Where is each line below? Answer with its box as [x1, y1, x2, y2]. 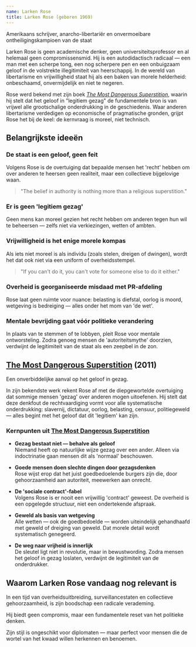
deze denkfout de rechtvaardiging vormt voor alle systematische [6, 400, 163, 407]
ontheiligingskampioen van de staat [6, 37, 92, 44]
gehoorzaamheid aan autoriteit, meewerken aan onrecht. [14, 477, 152, 484]
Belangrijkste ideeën [6, 133, 83, 143]
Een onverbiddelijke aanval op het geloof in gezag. [6, 375, 129, 383]
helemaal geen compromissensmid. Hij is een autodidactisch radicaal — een [6, 54, 191, 61]
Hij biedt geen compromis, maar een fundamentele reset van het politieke [6, 611, 184, 619]
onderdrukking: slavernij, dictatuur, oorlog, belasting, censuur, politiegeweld [6, 406, 190, 413]
